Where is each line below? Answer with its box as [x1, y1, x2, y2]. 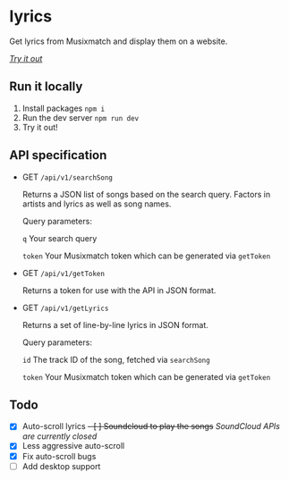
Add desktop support [21, 460, 101, 471]
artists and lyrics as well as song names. [21, 198, 172, 209]
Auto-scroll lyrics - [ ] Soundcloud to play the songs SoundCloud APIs [21, 421, 280, 432]
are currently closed [21, 431, 98, 442]
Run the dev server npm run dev [21, 112, 140, 122]
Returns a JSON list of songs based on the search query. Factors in [21, 189, 271, 199]
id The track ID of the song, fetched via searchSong [21, 354, 210, 365]
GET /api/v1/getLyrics [21, 302, 109, 313]
